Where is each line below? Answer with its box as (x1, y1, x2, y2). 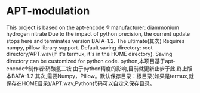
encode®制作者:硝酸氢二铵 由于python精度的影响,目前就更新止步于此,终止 (6, 64, 187, 72)
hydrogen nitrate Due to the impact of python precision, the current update (6, 30, 190, 37)
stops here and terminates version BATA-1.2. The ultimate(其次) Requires (6, 37, 185, 44)
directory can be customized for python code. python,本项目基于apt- (6, 57, 176, 64)
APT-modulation (6, 4, 90, 18)
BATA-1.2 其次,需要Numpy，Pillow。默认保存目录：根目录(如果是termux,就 (11, 72, 194, 79)
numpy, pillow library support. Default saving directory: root (6, 44, 153, 51)
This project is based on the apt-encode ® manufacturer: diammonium (6, 24, 179, 31)
